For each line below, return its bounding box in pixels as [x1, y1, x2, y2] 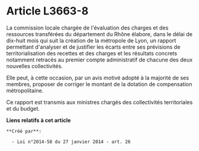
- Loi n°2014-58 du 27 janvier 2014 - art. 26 [11, 138, 131, 145]
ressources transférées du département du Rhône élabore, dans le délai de [6, 30, 193, 37]
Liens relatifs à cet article [6, 116, 71, 124]
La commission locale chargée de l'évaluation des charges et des [6, 24, 169, 31]
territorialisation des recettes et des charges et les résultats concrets [6, 49, 177, 57]
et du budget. [6, 105, 40, 112]
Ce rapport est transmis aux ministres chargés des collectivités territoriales [6, 98, 193, 106]
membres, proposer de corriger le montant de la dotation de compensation [6, 80, 192, 88]
